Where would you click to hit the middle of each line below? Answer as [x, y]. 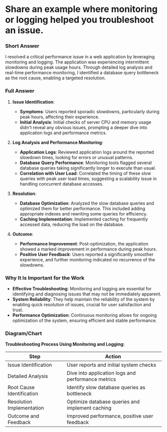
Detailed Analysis [28, 376]
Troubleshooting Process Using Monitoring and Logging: [65, 344]
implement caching [89, 408]
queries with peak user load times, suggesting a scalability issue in [88, 179]
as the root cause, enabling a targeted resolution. [55, 78]
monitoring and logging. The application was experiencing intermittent [77, 62]
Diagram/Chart [24, 333]
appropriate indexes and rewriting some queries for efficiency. [83, 214]
